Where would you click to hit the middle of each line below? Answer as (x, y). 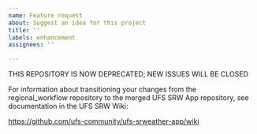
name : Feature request (45, 15)
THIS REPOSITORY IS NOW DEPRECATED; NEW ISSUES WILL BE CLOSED (128, 74)
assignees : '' (32, 45)
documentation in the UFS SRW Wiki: (68, 106)
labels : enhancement (42, 37)
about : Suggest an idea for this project (77, 23)
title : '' (24, 30)
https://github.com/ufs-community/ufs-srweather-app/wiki (104, 121)
